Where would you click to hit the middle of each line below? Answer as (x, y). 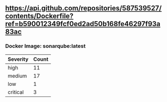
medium (17, 76)
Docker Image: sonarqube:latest (46, 46)
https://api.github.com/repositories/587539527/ (83, 8)
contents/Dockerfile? (39, 16)
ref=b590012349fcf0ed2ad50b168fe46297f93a (83, 24)
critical (16, 92)
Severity (18, 59)
